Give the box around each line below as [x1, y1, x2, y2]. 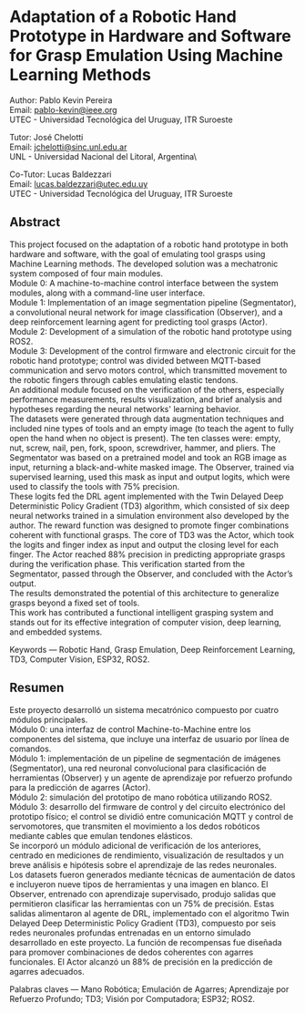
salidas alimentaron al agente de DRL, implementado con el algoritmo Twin [9, 907, 290, 918]
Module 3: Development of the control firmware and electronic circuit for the [9, 345, 296, 357]
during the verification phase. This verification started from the [9, 558, 246, 569]
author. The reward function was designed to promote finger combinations [9, 520, 290, 531]
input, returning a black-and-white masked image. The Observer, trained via [9, 461, 294, 472]
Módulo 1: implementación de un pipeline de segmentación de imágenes [9, 752, 281, 763]
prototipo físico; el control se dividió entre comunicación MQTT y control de [9, 811, 294, 822]
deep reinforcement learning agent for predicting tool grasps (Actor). [9, 316, 269, 327]
